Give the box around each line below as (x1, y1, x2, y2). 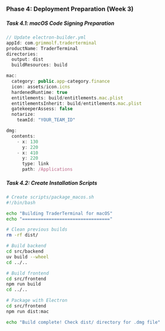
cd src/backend (6, 248, 44, 254)
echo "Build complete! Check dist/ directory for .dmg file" (6, 319, 161, 325)
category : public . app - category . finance (11, 78, 110, 84)
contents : (11, 133, 36, 139)
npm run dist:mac (6, 308, 49, 314)
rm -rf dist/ (6, 232, 39, 238)
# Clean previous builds (6, 226, 68, 233)
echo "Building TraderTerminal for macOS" (6, 210, 113, 216)
